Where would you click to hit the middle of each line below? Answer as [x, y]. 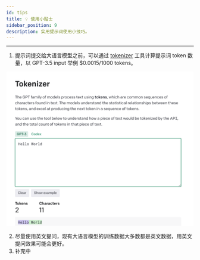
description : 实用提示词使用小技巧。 [48, 32]
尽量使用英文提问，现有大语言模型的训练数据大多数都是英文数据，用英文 [103, 236]
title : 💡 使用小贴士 [30, 19]
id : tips [17, 13]
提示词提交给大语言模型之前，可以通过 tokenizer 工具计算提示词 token [100, 55]
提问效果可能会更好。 [41, 243]
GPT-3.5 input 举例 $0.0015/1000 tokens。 [84, 63]
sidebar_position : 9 [32, 25]
